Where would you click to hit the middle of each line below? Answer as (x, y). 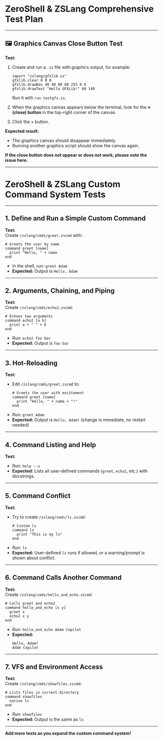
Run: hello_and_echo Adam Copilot (47, 629)
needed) (20, 425)
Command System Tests (55, 194)
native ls (19, 701)
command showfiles (24, 697)
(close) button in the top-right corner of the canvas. (64, 112)
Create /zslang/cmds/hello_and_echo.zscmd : (49, 594)
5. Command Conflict (38, 496)
